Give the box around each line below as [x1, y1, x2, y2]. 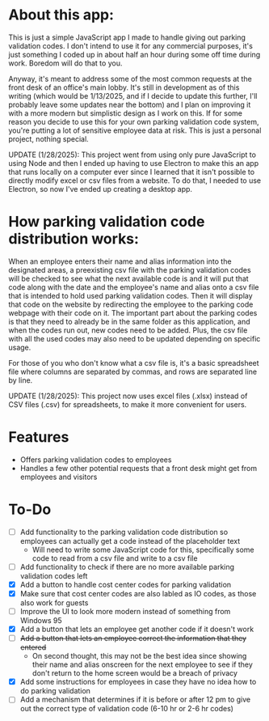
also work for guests [19, 598, 89, 608]
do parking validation [19, 686, 91, 696]
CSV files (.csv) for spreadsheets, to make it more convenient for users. [8, 399, 247, 409]
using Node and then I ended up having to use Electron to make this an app [8, 158, 259, 168]
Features [8, 428, 69, 447]
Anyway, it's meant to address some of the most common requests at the [8, 74, 252, 83]
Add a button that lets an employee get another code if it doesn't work [19, 625, 254, 634]
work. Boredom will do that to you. [8, 58, 123, 68]
